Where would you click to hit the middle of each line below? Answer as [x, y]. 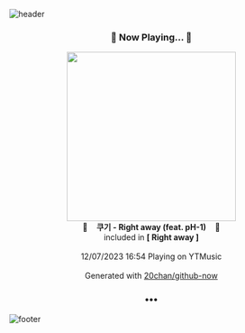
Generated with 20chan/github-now [151, 276]
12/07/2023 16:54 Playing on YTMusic [151, 256]
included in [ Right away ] [151, 237]
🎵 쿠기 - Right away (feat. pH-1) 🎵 [151, 227]
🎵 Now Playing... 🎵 [151, 37]
